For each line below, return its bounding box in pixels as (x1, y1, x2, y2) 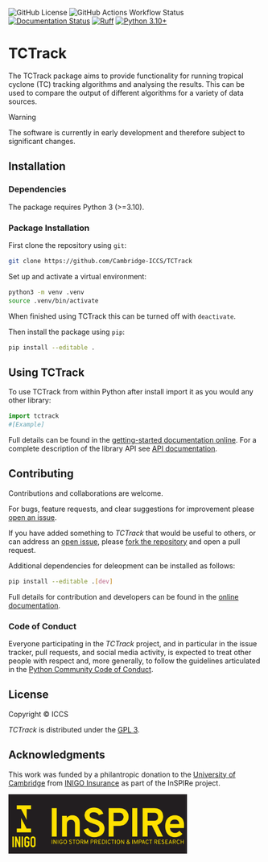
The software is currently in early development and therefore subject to (8, 127, 245, 137)
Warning (8, 112, 36, 122)
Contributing (8, 467, 74, 480)
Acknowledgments (8, 749, 106, 762)
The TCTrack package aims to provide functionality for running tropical (8, 71, 244, 80)
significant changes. (8, 136, 76, 146)
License (8, 688, 49, 702)
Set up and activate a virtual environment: (8, 271, 147, 281)
